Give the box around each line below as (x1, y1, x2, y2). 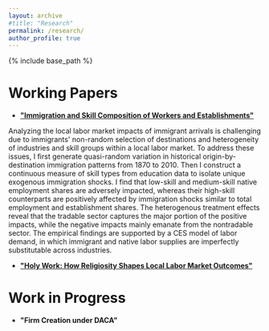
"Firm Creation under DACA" (19, 316, 118, 325)
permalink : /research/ (8, 26, 84, 34)
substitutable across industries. (8, 245, 112, 255)
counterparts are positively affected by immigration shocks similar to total (8, 194, 252, 204)
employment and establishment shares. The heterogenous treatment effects (8, 203, 260, 212)
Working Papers (8, 84, 118, 103)
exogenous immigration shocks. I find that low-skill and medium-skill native (8, 177, 258, 187)
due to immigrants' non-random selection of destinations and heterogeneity (8, 135, 259, 144)
